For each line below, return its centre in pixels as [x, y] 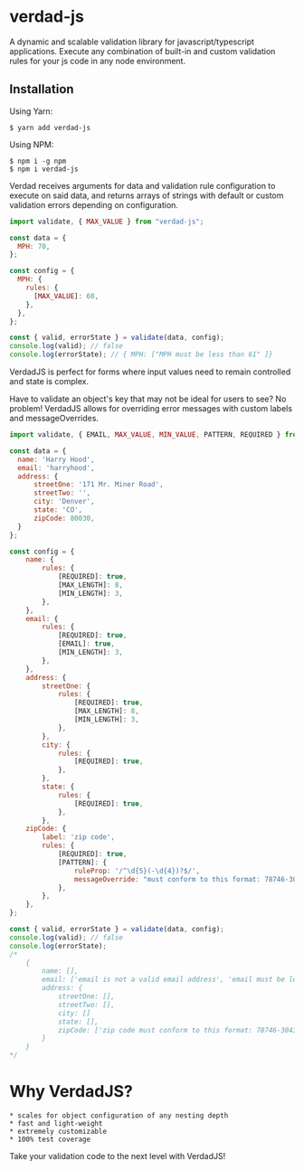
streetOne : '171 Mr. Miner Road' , [99, 485]
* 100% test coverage [50, 1139]
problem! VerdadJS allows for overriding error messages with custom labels [151, 408]
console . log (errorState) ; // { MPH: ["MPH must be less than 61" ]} [141, 354]
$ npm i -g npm [38, 161]
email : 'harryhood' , [56, 467]
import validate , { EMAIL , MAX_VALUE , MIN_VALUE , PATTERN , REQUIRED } [145, 435]
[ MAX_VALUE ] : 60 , [66, 296]
